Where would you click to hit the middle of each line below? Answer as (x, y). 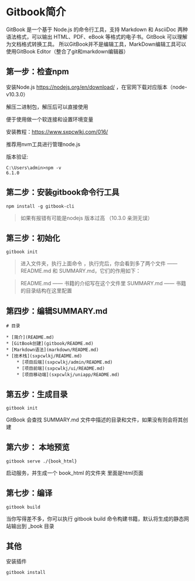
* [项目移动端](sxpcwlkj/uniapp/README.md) (68, 375)
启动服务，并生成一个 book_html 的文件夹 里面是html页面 (75, 472)
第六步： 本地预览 (38, 447)
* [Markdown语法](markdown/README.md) (52, 350)
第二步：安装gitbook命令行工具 (63, 192)
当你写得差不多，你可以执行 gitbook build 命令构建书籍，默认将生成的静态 (95, 518)
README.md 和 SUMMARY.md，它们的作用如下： (81, 271)
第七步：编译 (29, 493)
